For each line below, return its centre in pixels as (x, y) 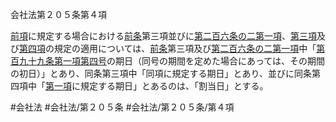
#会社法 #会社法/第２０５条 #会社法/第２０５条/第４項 (122, 107)
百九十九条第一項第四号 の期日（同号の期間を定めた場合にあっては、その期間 (168, 61)
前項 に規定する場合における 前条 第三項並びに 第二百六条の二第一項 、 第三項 (163, 36)
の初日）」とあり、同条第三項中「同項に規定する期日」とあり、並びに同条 (161, 73)
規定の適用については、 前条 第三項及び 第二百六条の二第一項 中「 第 (189, 48)
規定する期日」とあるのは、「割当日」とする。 (174, 86)
